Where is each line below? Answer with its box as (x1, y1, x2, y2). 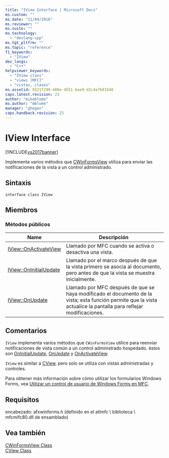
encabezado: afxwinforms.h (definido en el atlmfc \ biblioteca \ (5, 409, 136, 415)
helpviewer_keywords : (5, 69, 51, 74)
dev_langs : (5, 59, 28, 64)
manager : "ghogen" (5, 106, 44, 111)
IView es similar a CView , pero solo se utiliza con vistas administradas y (5, 360, 153, 366)
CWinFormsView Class (5, 442, 52, 448)
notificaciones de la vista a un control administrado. (5, 164, 112, 170)
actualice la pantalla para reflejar (66, 303, 143, 310)
